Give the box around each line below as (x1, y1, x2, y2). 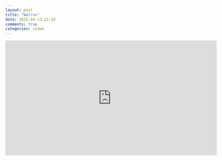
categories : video (5, 26, 44, 31)
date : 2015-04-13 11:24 (5, 17, 56, 22)
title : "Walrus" (5, 12, 40, 17)
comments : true (5, 21, 38, 27)
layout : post (5, 7, 33, 13)
